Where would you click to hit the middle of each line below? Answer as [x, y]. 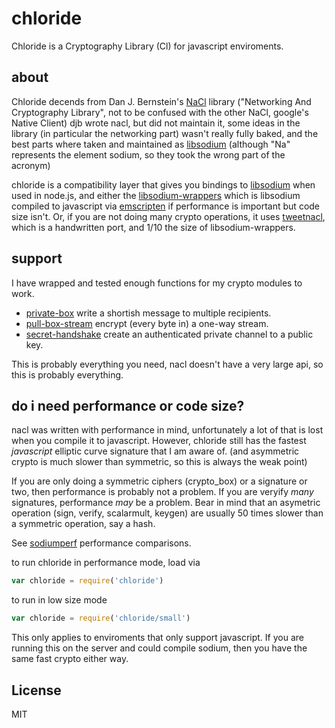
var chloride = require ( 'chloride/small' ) [101, 618]
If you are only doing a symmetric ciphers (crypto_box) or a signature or [159, 481]
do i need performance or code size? [128, 405]
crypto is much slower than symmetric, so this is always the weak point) [159, 462]
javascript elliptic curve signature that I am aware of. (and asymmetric [155, 451]
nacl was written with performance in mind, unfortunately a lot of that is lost [167, 430]
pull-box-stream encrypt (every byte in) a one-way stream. [147, 323]
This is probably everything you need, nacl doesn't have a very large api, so [167, 364]
